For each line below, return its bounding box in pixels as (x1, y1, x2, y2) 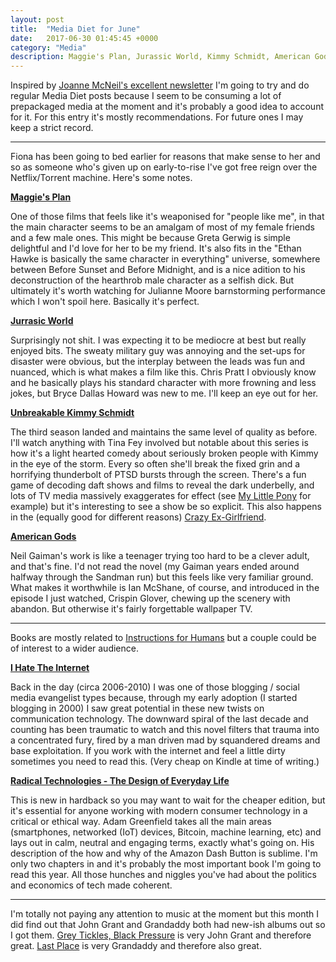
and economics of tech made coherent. (10, 879, 173, 891)
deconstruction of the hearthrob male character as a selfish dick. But (10, 274, 295, 286)
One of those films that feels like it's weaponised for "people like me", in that (10, 211, 325, 223)
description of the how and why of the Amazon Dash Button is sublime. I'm (10, 847, 318, 860)
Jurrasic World (10, 315, 74, 327)
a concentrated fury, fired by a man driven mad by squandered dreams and (10, 734, 321, 746)
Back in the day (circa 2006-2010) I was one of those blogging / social (10, 681, 300, 693)
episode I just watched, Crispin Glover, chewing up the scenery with (10, 592, 291, 605)
